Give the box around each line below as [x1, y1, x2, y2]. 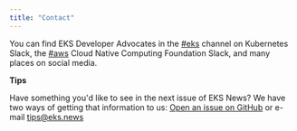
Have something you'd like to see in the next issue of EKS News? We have [9, 92, 286, 103]
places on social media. [9, 57, 98, 68]
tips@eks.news [26, 111, 84, 122]
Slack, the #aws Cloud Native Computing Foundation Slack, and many [9, 47, 271, 59]
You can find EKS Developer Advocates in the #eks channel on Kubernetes [9, 38, 289, 49]
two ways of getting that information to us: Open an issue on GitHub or [9, 101, 273, 113]
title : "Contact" [9, 13, 75, 23]
